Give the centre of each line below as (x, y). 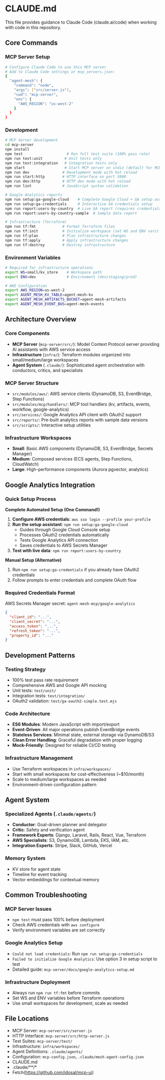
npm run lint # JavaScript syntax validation (67, 186)
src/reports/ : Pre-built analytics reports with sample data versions (80, 420)
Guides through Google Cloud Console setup (65, 529)
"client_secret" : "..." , (35, 621)
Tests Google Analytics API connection (59, 540)
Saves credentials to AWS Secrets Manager (64, 545)
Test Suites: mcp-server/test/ (42, 1041)
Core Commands (31, 43)
